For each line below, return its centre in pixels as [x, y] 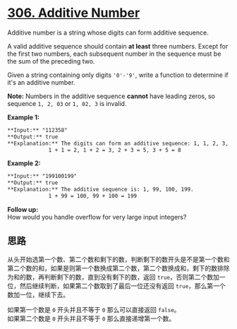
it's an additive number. [41, 82]
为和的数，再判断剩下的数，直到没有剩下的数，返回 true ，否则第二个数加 [114, 277]
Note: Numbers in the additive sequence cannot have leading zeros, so [111, 96]
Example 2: [24, 163]
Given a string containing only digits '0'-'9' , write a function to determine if [118, 75]
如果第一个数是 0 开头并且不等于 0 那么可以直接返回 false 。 [94, 309]
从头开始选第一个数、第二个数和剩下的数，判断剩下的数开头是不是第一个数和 [119, 259]
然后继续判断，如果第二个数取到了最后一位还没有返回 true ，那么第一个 [122, 286]
